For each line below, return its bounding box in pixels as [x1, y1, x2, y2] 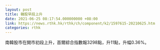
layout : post [5, 7, 32, 12]
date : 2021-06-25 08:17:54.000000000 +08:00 [5, 16, 98, 21]
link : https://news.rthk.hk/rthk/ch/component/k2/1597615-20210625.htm [5, 21, 155, 26]
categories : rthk [5, 25, 41, 30]
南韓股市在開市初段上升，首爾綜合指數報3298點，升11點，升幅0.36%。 [5, 40, 149, 46]
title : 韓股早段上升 [5, 12, 43, 17]
